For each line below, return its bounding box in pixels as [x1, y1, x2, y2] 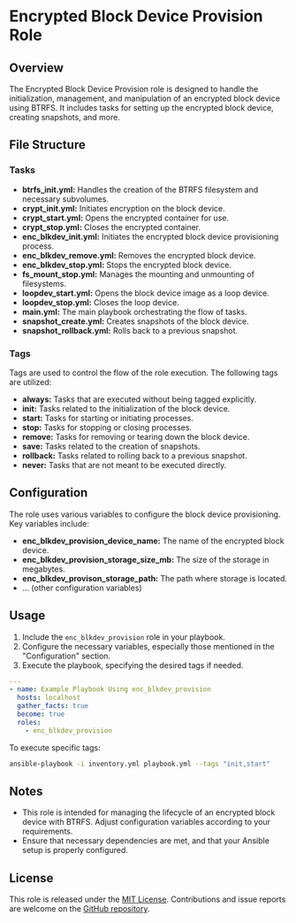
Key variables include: [9, 518, 90, 528]
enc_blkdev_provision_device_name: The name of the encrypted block [21, 535, 285, 546]
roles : [17, 718, 42, 727]
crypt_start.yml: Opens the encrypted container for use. [21, 212, 230, 223]
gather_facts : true [17, 702, 89, 711]
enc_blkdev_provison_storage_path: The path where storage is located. [21, 573, 288, 583]
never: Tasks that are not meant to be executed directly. [21, 459, 227, 470]
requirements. [21, 826, 73, 837]
